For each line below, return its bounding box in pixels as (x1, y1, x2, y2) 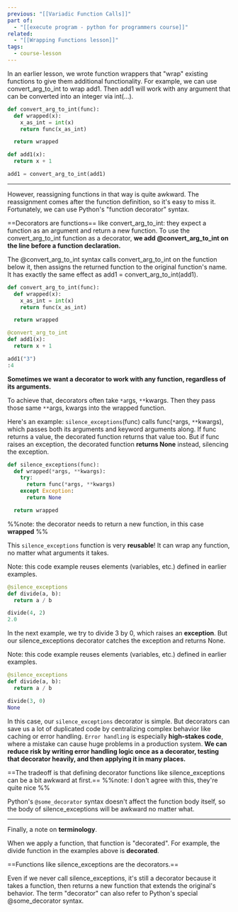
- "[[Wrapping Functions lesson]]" (13, 37, 119, 44)
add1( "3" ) (7, 355, 37, 362)
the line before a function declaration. (7, 241, 121, 250)
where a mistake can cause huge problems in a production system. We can (7, 739, 227, 748)
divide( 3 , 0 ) (7, 697, 46, 704)
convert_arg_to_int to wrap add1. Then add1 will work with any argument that (7, 84, 231, 93)
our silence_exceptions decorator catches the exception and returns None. (7, 636, 226, 645)
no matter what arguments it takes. (7, 548, 109, 557)
